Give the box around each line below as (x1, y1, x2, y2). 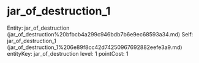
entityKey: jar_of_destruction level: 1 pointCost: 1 (7, 50, 129, 57)
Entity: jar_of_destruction (7, 24, 70, 31)
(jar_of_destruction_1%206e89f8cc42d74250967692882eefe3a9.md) (7, 44, 182, 51)
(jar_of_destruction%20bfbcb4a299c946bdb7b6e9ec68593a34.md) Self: (7, 30, 193, 38)
